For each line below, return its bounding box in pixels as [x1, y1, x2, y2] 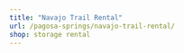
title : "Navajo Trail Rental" [9, 13, 124, 22]
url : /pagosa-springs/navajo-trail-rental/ [9, 22, 176, 31]
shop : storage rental [9, 30, 91, 39]
